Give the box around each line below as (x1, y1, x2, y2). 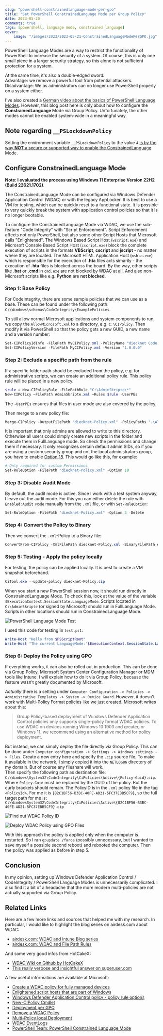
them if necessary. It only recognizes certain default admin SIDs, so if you (5, 444, 153, 449)
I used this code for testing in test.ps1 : (5, 627, 83, 633)
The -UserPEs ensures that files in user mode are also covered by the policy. (5, 401, 157, 407)
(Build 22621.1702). (5, 182, 45, 188)
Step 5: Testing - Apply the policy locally (5, 554, 103, 560)
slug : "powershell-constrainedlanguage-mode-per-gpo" (5, 7, 116, 12)
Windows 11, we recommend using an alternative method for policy (16, 729, 151, 735)
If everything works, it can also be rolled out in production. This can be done (5, 663, 158, 670)
